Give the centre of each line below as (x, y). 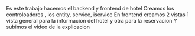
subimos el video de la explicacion (48, 27)
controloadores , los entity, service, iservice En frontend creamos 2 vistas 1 (97, 15)
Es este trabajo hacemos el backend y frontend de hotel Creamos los (90, 8)
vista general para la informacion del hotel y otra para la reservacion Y (92, 21)
